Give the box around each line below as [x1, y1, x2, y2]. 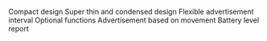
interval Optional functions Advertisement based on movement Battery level [8, 15, 260, 25]
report [8, 24, 30, 33]
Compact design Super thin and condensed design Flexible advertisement [8, 7, 254, 16]
